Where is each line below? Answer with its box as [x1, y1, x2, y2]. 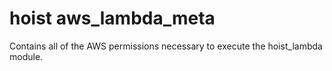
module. [9, 50, 44, 62]
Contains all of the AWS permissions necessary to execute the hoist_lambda [9, 40, 323, 52]
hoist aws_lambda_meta [9, 7, 216, 30]
